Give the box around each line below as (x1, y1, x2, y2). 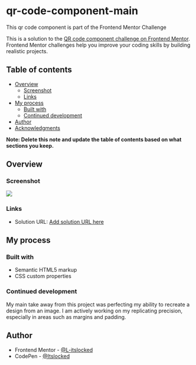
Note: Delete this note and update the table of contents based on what (6, 136, 182, 143)
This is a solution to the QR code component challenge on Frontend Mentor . (6, 35, 190, 42)
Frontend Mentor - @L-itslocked (14, 346, 93, 353)
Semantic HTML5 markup (14, 266, 77, 273)
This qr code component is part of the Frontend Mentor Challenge (6, 24, 166, 31)
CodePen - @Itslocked (14, 353, 70, 360)
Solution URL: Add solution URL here (14, 218, 104, 225)
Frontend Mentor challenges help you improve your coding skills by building (6, 41, 191, 48)
